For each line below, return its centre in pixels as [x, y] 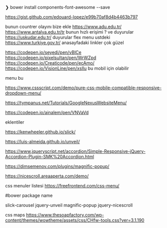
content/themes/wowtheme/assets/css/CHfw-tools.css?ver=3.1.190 [75, 220]
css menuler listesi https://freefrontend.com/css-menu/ [62, 186]
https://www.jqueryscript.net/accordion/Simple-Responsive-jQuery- [75, 151]
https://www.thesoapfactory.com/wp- [65, 215]
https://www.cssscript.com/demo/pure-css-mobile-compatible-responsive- [83, 88]
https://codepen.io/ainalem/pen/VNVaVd [47, 112]
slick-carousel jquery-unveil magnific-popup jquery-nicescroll [69, 205]
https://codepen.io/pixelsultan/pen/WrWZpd [51, 58]
